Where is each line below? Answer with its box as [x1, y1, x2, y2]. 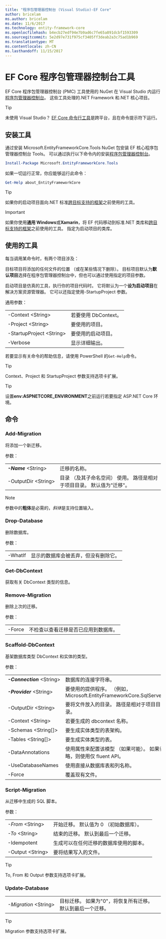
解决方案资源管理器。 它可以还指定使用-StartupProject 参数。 [5, 288, 130, 294]
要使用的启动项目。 [71, 330, 116, 337]
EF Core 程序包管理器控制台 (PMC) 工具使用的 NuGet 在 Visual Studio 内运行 [5, 88, 161, 94]
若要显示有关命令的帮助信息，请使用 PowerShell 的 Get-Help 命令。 [5, 353, 139, 359]
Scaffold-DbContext [5, 642, 55, 649]
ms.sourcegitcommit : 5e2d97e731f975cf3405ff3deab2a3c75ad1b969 [5, 35, 138, 40]
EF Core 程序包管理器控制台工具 [5, 71, 135, 82]
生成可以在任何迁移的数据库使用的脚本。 [53, 839, 147, 846]
